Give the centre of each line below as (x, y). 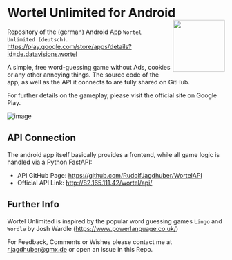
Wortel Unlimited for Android (91, 13)
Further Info (33, 204)
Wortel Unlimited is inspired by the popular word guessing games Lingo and (115, 221)
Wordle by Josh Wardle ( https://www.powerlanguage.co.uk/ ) (93, 228)
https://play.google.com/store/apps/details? (70, 46)
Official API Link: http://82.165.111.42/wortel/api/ (85, 183)
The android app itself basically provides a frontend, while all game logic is (113, 154)
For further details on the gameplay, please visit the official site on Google (112, 95)
